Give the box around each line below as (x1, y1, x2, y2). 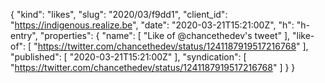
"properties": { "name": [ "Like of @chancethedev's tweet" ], (39, 30, 291, 41)
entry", (10, 30, 38, 41)
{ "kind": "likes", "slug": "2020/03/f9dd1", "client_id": (10, 9, 228, 20)
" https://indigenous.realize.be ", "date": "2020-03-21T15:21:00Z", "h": (10, 19, 295, 31)
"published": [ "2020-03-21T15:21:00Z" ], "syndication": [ (10, 51, 247, 63)
